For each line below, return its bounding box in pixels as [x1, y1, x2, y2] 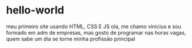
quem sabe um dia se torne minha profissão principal [6, 35, 135, 42]
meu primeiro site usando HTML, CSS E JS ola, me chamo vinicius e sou [6, 23, 181, 30]
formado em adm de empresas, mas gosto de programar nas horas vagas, [6, 29, 187, 36]
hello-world [6, 4, 65, 17]
